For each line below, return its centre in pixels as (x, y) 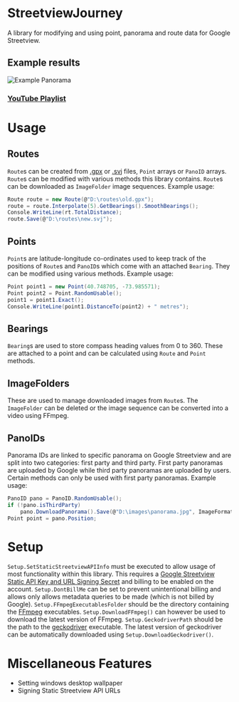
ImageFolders (38, 383)
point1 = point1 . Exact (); (46, 300)
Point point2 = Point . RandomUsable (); (65, 293)
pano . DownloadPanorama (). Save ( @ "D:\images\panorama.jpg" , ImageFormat (127, 512)
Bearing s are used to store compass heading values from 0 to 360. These (115, 346)
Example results (44, 63)
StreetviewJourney (65, 13)
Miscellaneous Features (80, 663)
